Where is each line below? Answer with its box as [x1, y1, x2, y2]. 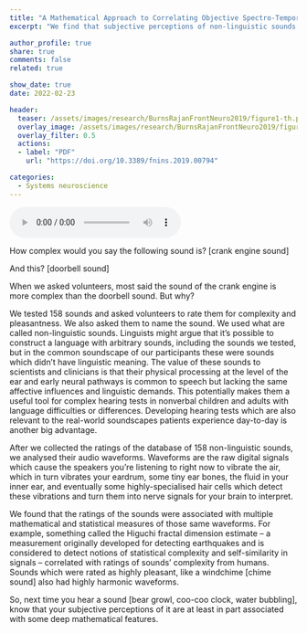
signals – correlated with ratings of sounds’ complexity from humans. [9, 556, 270, 567]
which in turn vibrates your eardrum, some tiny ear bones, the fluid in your [9, 471, 290, 482]
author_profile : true [9, 38, 92, 47]
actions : [17, 139, 51, 149]
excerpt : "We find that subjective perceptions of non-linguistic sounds [9, 22, 297, 31]
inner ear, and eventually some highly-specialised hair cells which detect [9, 480, 283, 491]
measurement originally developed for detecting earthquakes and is [9, 537, 265, 548]
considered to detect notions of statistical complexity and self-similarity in [9, 547, 288, 558]
